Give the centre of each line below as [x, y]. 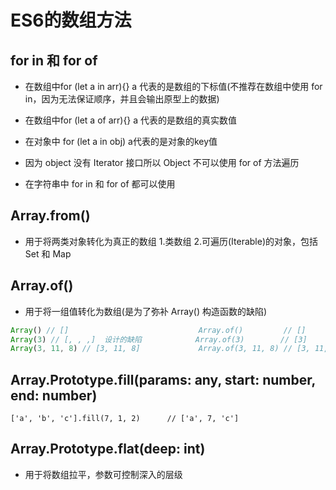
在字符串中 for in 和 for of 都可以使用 [100, 184]
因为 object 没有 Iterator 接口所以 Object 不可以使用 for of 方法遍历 [162, 162]
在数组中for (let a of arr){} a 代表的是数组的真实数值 [131, 120]
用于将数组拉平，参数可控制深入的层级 [103, 474]
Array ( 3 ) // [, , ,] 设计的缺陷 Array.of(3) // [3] [159, 339]
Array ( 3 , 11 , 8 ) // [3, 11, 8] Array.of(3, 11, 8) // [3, [160, 349]
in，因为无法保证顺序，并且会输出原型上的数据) [122, 99]
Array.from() [50, 216]
